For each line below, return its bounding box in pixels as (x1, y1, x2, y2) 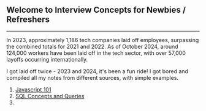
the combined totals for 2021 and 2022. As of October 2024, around (6, 43, 179, 50)
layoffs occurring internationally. (6, 56, 88, 63)
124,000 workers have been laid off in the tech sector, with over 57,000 (6, 49, 186, 57)
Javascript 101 (15, 85, 51, 93)
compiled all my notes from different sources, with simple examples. (6, 74, 179, 81)
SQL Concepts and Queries (15, 92, 85, 99)
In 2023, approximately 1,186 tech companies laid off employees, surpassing (6, 36, 199, 43)
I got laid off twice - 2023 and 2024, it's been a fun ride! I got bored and (6, 67, 189, 75)
